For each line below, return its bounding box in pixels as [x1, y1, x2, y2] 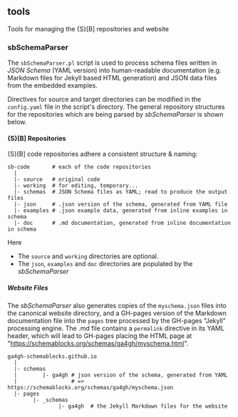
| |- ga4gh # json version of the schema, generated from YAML [14, 371, 228, 379]
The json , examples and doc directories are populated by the [17, 260, 193, 268]
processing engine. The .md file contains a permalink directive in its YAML [7, 324, 224, 333]
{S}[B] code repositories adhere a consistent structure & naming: [7, 149, 198, 159]
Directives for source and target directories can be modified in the [7, 95, 202, 104]
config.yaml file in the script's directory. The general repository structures [7, 102, 225, 111]
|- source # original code [14, 176, 100, 184]
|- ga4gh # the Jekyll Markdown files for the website [58, 403, 228, 410]
